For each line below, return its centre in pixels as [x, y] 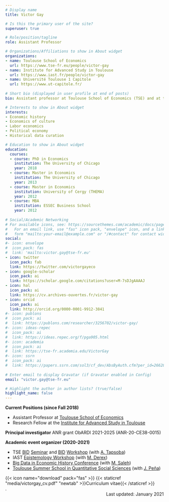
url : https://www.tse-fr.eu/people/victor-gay [59, 65]
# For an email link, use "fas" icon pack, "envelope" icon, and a [80, 229]
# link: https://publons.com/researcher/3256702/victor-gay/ [72, 323]
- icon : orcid [20, 299]
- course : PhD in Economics [39, 159]
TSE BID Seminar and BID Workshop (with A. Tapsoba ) [69, 452]
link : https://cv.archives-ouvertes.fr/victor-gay [64, 295]
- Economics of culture [30, 122]
